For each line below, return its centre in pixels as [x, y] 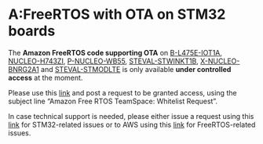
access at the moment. [46, 77]
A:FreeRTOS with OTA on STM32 [117, 14]
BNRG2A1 [24, 69]
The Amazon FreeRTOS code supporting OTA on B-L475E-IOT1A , [115, 52]
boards [32, 31]
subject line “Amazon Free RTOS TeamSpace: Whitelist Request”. [113, 101]
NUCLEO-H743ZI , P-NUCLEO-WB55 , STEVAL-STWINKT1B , [103, 61]
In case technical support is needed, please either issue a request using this [131, 116]
